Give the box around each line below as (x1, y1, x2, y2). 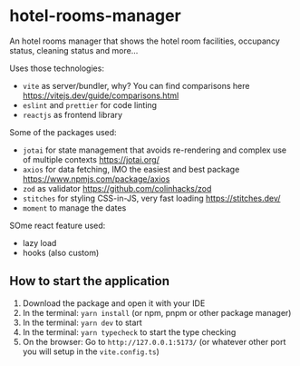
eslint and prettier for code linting (22, 99, 157, 110)
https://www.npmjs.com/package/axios (22, 173, 170, 184)
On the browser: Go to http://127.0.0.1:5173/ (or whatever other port (22, 336, 286, 347)
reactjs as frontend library (22, 109, 123, 120)
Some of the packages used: (9, 126, 117, 137)
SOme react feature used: (9, 220, 106, 231)
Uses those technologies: (9, 63, 104, 74)
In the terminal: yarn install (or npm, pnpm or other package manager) (22, 307, 292, 318)
